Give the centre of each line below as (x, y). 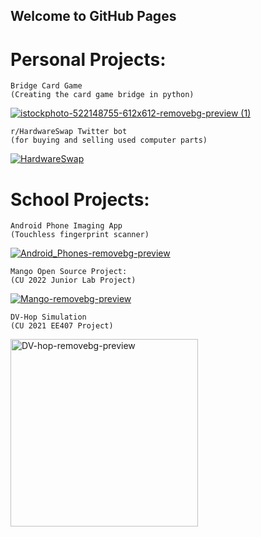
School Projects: (80, 199)
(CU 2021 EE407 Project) (62, 326)
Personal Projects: (88, 59)
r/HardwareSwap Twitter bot (69, 132)
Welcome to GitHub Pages (93, 16)
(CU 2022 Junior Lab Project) (73, 280)
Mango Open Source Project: (69, 272)
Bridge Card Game (46, 86)
